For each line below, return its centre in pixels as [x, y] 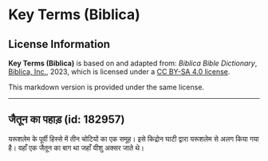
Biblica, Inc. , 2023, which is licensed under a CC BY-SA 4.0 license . [119, 72]
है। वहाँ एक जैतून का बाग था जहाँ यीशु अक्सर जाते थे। [77, 147]
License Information [59, 44]
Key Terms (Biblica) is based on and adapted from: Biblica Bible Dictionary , [133, 63]
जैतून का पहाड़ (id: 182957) [67, 120]
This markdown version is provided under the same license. [106, 87]
